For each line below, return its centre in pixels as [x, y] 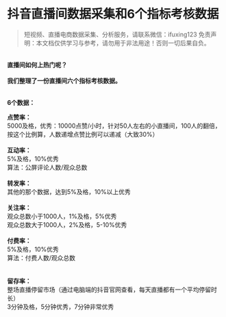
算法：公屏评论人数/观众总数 [47, 167]
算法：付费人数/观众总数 [41, 257]
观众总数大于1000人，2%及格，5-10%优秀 [67, 224]
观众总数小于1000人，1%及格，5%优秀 [62, 216]
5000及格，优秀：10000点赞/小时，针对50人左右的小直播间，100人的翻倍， [114, 126]
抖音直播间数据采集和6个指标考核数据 [113, 14]
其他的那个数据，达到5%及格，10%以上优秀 [69, 191]
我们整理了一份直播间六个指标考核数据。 [64, 80]
